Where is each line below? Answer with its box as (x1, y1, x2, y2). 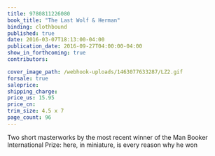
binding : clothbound (7, 23, 68, 30)
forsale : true (7, 75, 49, 82)
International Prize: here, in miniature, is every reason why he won (7, 141, 198, 149)
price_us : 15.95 (7, 94, 55, 101)
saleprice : (7, 81, 39, 88)
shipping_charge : (7, 88, 58, 95)
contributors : (7, 56, 49, 63)
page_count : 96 (7, 114, 52, 121)
